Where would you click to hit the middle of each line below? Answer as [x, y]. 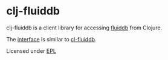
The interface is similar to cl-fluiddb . [51, 39]
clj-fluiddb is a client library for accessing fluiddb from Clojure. [84, 28]
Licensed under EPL [31, 51]
